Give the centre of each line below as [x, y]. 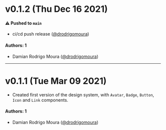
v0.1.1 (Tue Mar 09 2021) [56, 81]
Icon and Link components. [40, 100]
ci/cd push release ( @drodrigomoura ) [51, 34]
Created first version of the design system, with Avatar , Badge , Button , [83, 94]
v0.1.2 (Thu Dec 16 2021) [56, 9]
